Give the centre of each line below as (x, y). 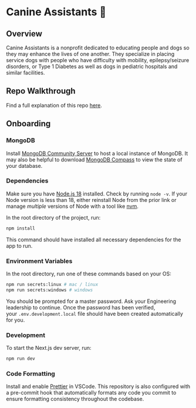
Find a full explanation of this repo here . (54, 105)
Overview (24, 34)
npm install (21, 228)
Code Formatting (31, 373)
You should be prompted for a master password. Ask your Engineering (91, 301)
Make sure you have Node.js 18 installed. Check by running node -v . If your (97, 194)
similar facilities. (26, 73)
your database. (24, 166)
